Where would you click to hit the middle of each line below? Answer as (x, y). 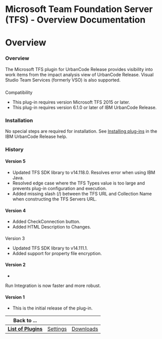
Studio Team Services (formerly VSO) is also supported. (63, 80)
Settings (57, 329)
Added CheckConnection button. (46, 221)
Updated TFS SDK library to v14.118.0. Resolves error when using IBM (84, 172)
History (14, 149)
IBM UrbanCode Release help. (36, 136)
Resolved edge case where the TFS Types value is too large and (78, 183)
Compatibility (19, 92)
